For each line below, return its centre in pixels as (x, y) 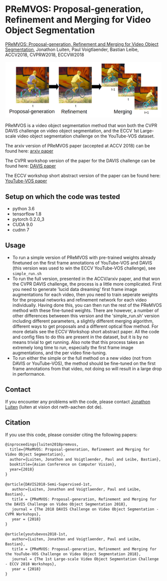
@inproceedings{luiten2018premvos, (42, 444)
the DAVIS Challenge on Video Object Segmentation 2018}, (66, 504)
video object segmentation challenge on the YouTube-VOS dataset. (86, 136)
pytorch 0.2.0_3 (28, 219)
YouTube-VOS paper (26, 181)
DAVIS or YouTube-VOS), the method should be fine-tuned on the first (84, 363)
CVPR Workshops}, (23, 514)
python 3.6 (23, 209)
